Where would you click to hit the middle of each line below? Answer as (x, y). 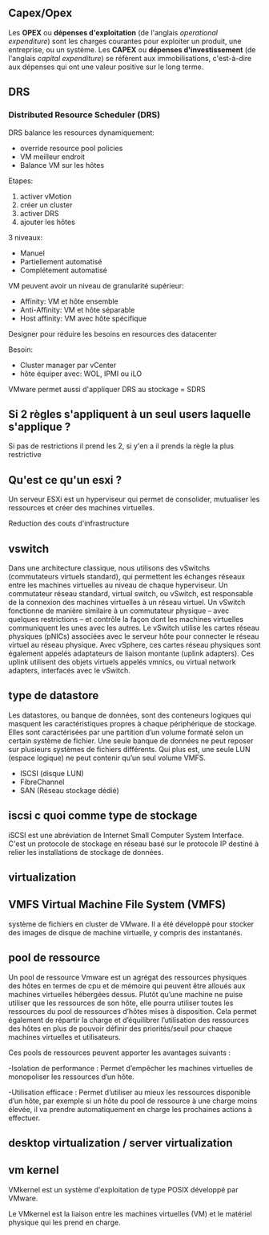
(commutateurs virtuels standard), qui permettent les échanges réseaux (127, 576)
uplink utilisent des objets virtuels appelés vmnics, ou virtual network (122, 661)
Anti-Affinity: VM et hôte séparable (77, 309)
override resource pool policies (71, 148)
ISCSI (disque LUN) (52, 773)
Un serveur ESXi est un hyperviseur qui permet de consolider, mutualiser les (134, 499)
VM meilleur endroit (52, 157)
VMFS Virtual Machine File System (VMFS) (117, 904)
